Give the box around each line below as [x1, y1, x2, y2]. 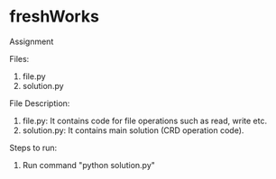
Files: [9, 53, 30, 64]
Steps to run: [9, 142, 58, 153]
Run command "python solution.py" [22, 159, 156, 170]
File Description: [9, 97, 70, 109]
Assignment [9, 36, 54, 47]
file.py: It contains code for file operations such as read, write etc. [22, 115, 268, 126]
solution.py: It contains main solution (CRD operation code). [22, 124, 244, 136]
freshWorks [9, 6, 99, 27]
